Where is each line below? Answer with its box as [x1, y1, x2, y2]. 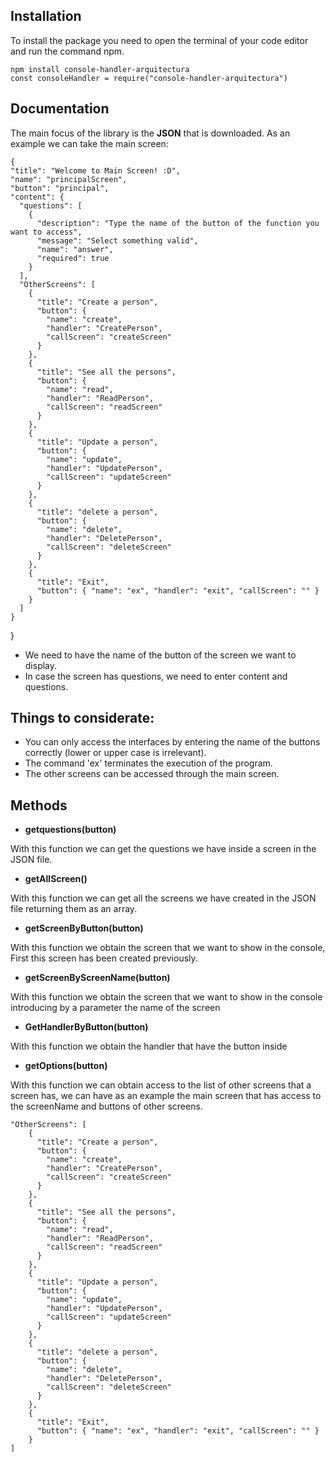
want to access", [10, 227, 83, 237]
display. [24, 659, 58, 671]
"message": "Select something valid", [36, 235, 199, 246]
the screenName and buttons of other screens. [10, 1100, 203, 1113]
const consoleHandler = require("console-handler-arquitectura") [10, 73, 288, 83]
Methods [10, 797, 68, 814]
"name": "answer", [36, 244, 114, 254]
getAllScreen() [24, 873, 88, 885]
